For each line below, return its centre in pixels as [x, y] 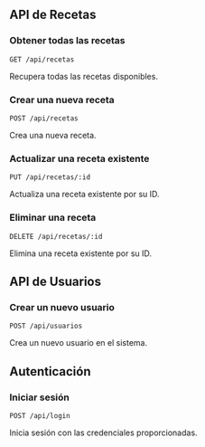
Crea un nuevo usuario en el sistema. [78, 343]
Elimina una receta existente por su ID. [80, 253]
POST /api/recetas [44, 118]
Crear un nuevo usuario [62, 307]
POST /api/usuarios [46, 326]
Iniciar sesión [40, 397]
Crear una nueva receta [62, 100]
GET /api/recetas [42, 59]
